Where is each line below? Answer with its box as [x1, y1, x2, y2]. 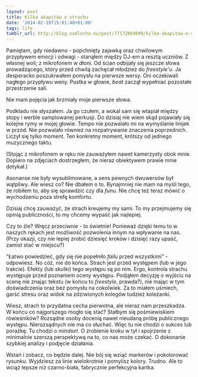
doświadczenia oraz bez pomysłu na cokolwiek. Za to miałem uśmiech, [6, 285, 179, 292]
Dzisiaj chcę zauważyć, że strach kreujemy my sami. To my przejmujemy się [6, 205, 192, 212]
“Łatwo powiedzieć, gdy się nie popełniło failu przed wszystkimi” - [6, 253, 168, 260]
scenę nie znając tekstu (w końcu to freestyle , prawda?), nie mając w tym [6, 278, 184, 285]
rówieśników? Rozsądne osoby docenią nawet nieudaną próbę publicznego [6, 315, 189, 322]
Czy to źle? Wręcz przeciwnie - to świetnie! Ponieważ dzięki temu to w [6, 223, 178, 230]
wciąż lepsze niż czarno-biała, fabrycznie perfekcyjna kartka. [6, 364, 156, 371]
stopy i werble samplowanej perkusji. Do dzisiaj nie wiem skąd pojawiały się [6, 114, 190, 121]
